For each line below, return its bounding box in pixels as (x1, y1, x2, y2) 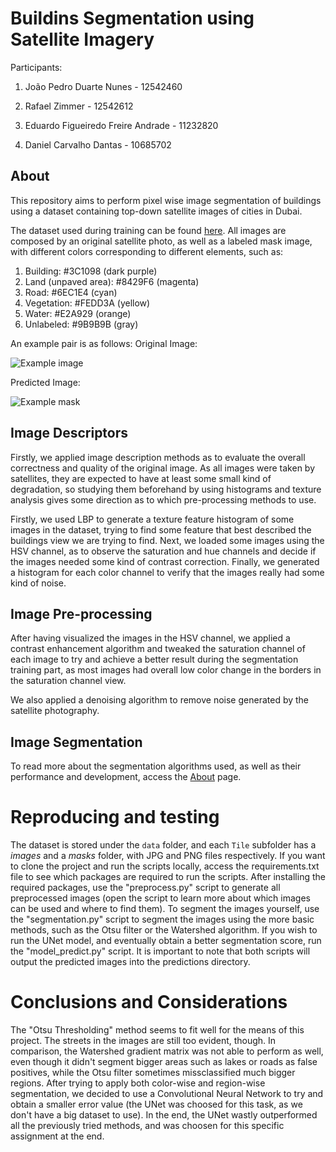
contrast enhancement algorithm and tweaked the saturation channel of (10, 643, 306, 655)
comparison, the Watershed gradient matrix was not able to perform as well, (10, 1045, 324, 1057)
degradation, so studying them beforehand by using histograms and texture (10, 483, 322, 495)
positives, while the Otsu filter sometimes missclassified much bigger (10, 1067, 296, 1079)
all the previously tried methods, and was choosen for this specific (10, 1120, 285, 1132)
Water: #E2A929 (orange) (24, 307, 132, 319)
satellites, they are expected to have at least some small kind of (10, 472, 272, 484)
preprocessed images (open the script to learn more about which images (10, 892, 311, 904)
